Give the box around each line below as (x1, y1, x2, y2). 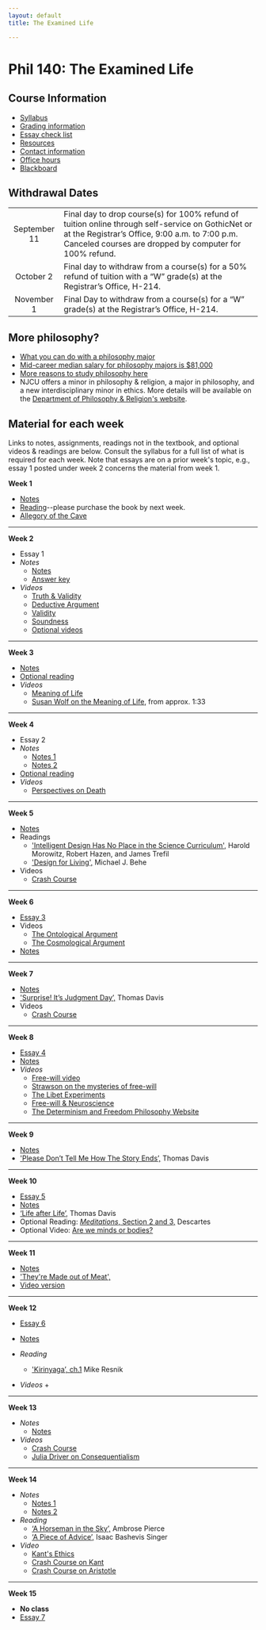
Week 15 (8, 1588, 37, 1598)
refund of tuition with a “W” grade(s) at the (63, 271, 223, 282)
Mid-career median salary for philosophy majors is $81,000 (19, 360, 214, 370)
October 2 (15, 271, 53, 282)
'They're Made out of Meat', (19, 1271, 111, 1281)
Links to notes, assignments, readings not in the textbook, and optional (8, 438, 239, 447)
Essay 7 (19, 1612, 46, 1622)
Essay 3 (19, 912, 46, 922)
